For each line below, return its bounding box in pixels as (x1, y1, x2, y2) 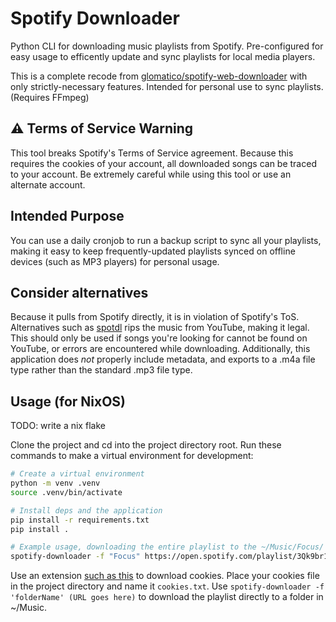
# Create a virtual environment (10, 469, 145, 479)
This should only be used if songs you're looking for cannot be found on (10, 332, 308, 344)
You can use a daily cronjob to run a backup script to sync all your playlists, (10, 234, 322, 246)
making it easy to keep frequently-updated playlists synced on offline (10, 245, 296, 257)
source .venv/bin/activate (10, 487, 123, 497)
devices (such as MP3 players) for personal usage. (10, 255, 220, 267)
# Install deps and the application (10, 505, 163, 516)
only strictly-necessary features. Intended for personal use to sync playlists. (10, 80, 324, 92)
